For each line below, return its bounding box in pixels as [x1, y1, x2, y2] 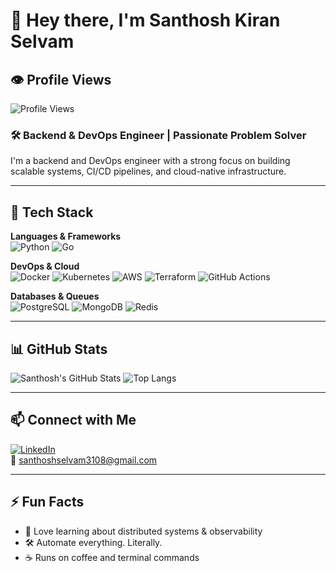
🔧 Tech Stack [10, 204, 94, 221]
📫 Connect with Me [10, 412, 137, 429]
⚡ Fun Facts [10, 494, 85, 511]
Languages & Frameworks [10, 230, 122, 243]
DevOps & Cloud [10, 260, 80, 273]
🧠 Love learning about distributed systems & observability [24, 525, 263, 537]
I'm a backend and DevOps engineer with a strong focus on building [10, 155, 291, 167]
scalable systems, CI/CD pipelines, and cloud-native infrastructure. [10, 165, 287, 178]
